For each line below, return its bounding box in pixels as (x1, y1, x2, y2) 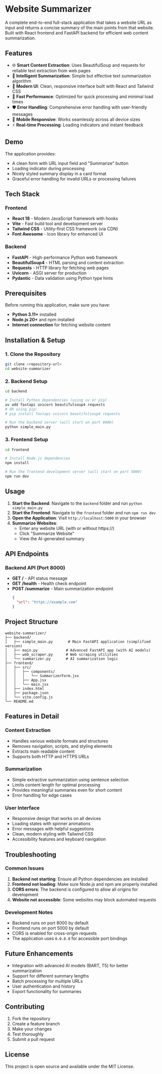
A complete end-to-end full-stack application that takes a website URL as (5, 20, 152, 25)
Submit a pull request (12, 1036, 55, 1042)
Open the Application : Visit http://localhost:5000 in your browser (12, 515, 146, 521)
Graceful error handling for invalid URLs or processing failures (12, 176, 136, 181)
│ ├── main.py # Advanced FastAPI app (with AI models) (5, 647, 151, 653)
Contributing (5, 1003, 45, 1011)
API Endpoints (5, 550, 49, 558)
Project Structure (5, 618, 58, 626)
